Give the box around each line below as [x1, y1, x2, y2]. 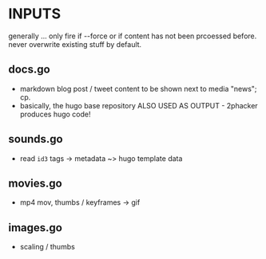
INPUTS [8, 5, 62, 23]
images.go [8, 221, 62, 234]
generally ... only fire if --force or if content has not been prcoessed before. [8, 31, 257, 41]
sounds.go [8, 132, 63, 146]
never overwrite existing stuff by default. [8, 39, 142, 49]
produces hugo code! [19, 109, 91, 119]
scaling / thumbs [19, 242, 76, 252]
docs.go [8, 63, 50, 77]
